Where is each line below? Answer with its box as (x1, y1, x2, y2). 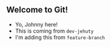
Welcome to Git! (6, 5, 69, 15)
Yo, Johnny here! (15, 20, 58, 28)
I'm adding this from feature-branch (15, 33, 105, 41)
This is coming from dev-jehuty (15, 27, 94, 34)
